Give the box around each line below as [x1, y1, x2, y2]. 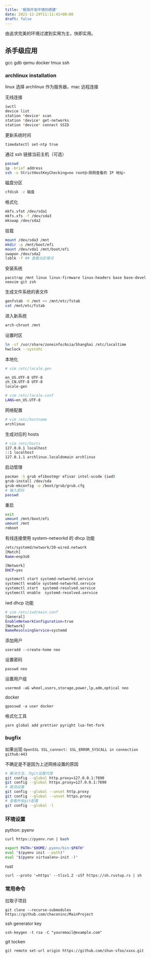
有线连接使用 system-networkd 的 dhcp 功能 [5, 535, 95, 541]
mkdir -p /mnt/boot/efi [5, 242, 54, 247]
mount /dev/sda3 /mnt [5, 237, 50, 242]
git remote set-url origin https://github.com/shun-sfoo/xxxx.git [5, 948, 144, 953]
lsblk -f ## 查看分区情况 [5, 256, 54, 261]
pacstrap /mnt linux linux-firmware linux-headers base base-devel [5, 275, 147, 280]
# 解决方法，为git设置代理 [5, 771, 53, 776]
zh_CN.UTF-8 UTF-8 [5, 379, 43, 385]
